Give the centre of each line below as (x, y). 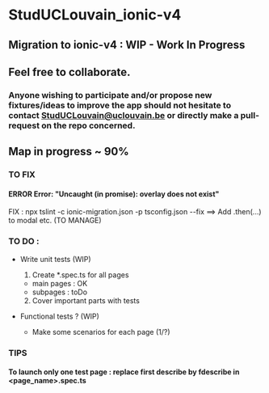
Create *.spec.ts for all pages (80, 275)
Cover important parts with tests (86, 300)
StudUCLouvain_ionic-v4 (95, 15)
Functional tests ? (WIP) (59, 316)
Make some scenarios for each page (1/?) (101, 332)
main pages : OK (60, 283)
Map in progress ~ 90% (69, 152)
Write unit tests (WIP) (55, 259)
